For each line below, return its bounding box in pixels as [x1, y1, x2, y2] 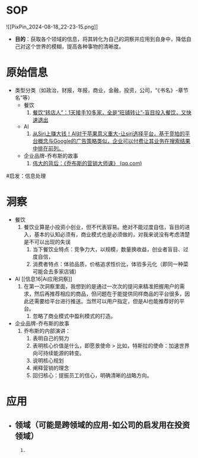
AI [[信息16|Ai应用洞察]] [14, 275, 72, 282]
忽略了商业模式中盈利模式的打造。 [32, 312, 116, 319]
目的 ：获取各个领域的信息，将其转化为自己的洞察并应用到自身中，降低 [14, 35, 187, 42]
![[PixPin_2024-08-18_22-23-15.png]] [6, 23, 98, 30]
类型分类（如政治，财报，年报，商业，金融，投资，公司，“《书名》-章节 [14, 87, 189, 94]
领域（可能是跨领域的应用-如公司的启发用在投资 [14, 420, 190, 430]
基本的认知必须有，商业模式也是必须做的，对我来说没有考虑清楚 [34, 231, 190, 238]
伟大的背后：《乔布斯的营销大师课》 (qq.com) [32, 160, 142, 167]
